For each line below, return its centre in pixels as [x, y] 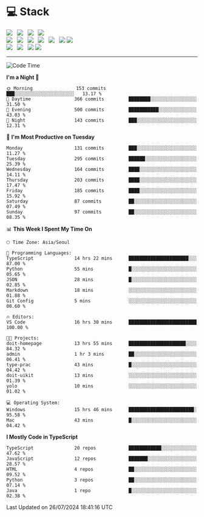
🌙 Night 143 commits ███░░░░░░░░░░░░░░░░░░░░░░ [102, 120]
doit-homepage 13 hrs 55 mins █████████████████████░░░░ [102, 343]
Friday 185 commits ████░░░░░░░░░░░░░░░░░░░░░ [102, 190]
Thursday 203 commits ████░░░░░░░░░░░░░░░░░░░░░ [102, 180]
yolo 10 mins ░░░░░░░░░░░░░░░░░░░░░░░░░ [102, 386]
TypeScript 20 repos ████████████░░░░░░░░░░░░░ [102, 448]
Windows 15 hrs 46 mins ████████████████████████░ [102, 409]
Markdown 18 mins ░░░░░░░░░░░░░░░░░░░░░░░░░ [102, 290]
